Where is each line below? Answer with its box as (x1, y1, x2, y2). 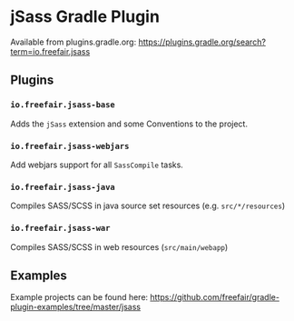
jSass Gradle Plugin (10, 6, 160, 27)
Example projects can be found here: (10, 292, 149, 303)
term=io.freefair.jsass (10, 45, 91, 56)
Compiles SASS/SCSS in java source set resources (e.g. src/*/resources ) (10, 200, 285, 211)
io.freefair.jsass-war (10, 223, 111, 234)
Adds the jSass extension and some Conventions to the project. (10, 118, 249, 129)
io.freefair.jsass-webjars (10, 141, 130, 151)
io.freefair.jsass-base (10, 100, 116, 110)
